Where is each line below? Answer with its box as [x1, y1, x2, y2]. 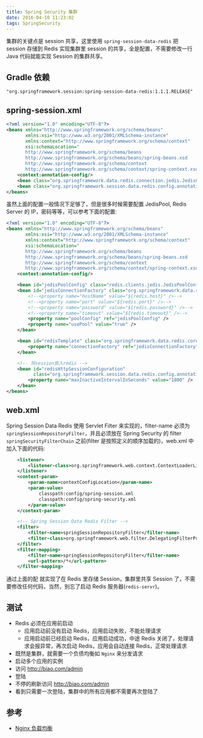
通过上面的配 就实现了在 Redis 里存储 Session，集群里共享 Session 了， [6, 575, 185, 583]
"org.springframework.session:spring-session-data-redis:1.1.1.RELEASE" [6, 89, 193, 95]
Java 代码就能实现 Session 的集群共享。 [6, 53, 106, 60]
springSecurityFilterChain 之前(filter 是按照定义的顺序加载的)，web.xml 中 [6, 437, 195, 444]
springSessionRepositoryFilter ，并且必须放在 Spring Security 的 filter [6, 429, 182, 437]
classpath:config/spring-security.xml [38, 496, 137, 502]
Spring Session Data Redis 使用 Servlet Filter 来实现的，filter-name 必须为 [6, 422, 190, 429]
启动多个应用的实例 [14, 657, 63, 665]
